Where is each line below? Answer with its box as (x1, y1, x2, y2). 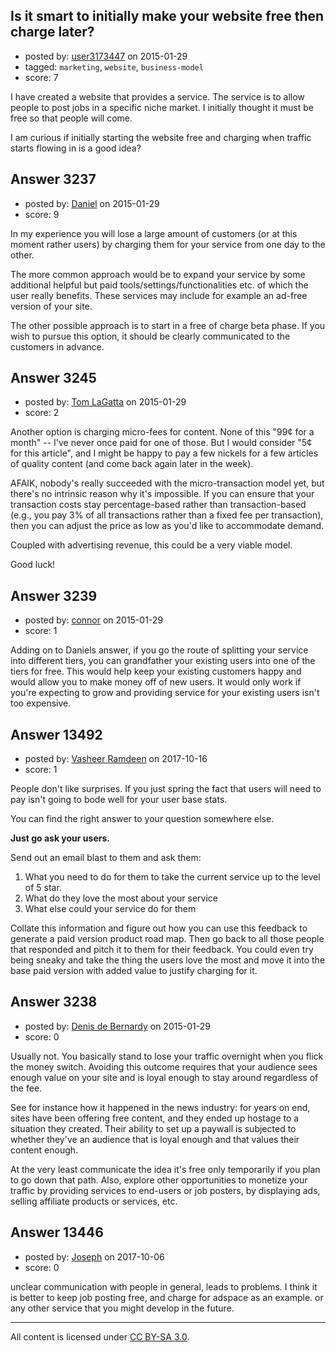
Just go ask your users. (10, 832, 110, 844)
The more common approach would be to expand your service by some (10, 268, 306, 280)
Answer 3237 (10, 171, 97, 188)
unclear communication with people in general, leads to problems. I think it (10, 1280, 318, 1293)
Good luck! (10, 559, 56, 571)
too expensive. (10, 697, 72, 709)
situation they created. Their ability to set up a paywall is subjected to (10, 1122, 297, 1134)
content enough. (10, 1144, 79, 1156)
